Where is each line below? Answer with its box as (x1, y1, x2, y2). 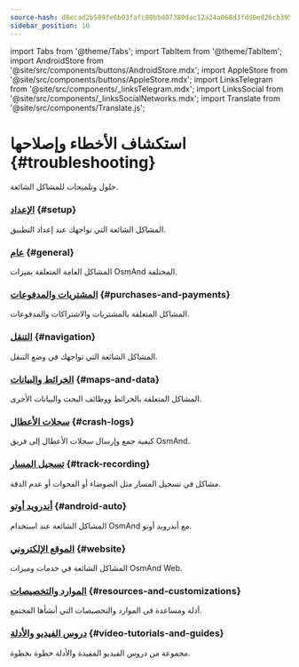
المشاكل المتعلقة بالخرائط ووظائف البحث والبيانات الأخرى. (10, 393, 202, 404)
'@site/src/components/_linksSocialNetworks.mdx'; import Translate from (10, 92, 280, 103)
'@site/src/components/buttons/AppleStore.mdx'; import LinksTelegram (10, 74, 273, 84)
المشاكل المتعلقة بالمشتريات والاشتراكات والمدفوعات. (10, 308, 190, 320)
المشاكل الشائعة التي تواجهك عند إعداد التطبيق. (10, 224, 167, 234)
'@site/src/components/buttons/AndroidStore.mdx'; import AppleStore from (10, 64, 288, 75)
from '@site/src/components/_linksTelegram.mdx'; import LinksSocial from (10, 83, 284, 94)
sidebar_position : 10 (10, 21, 90, 30)
